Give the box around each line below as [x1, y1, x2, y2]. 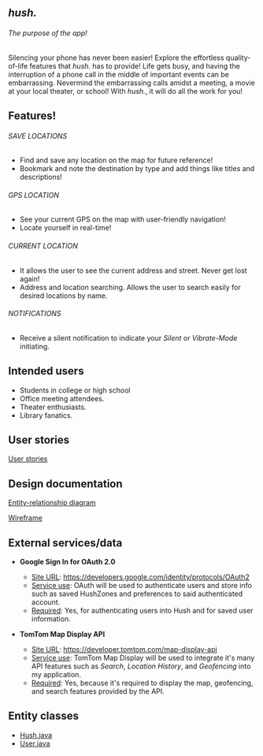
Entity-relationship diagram [8, 498, 96, 508]
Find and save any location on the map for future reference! [19, 155, 213, 165]
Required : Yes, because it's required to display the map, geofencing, [31, 678, 254, 688]
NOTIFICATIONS [8, 309, 61, 318]
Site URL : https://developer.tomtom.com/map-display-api [31, 645, 218, 654]
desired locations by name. [19, 291, 108, 300]
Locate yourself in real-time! [19, 223, 112, 233]
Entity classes [8, 709, 80, 723]
